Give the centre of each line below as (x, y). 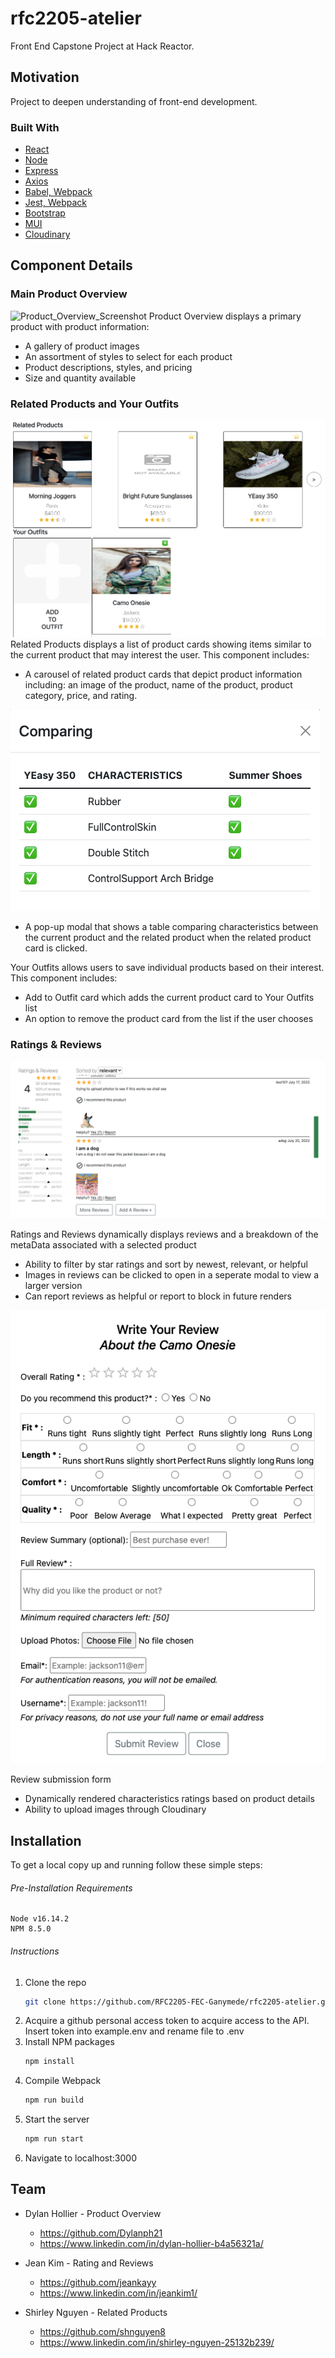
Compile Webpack (63, 2081)
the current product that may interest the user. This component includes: (160, 655)
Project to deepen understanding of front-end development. (134, 101)
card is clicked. (56, 948)
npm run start (54, 2139)
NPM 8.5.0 (31, 1929)
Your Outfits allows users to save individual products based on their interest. (167, 968)
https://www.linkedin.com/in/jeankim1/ (118, 2293)
